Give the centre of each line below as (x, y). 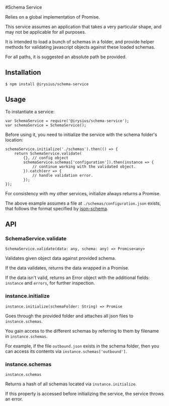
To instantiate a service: (30, 111)
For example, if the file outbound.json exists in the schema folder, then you (82, 346)
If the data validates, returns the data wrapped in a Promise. (67, 268)
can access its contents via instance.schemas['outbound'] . (66, 351)
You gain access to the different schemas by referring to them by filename (82, 331)
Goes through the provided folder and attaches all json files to (69, 316)
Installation (23, 73)
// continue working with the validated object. (84, 167)
